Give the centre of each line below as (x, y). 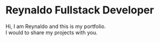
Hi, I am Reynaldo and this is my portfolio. (56, 26)
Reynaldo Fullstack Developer (80, 10)
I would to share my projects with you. (52, 32)
